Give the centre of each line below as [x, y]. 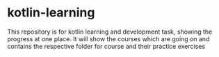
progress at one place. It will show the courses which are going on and [108, 38]
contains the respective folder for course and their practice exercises [106, 46]
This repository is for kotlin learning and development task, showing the [110, 32]
